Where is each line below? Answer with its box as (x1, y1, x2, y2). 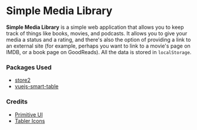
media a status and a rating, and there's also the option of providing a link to (6, 36, 191, 43)
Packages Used (6, 63, 52, 71)
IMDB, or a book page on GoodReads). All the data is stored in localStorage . (6, 48, 192, 55)
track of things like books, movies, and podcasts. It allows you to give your (6, 29, 188, 36)
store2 (14, 76, 31, 84)
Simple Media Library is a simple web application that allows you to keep (6, 24, 184, 31)
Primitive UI (14, 111, 43, 118)
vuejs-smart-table (14, 83, 59, 90)
